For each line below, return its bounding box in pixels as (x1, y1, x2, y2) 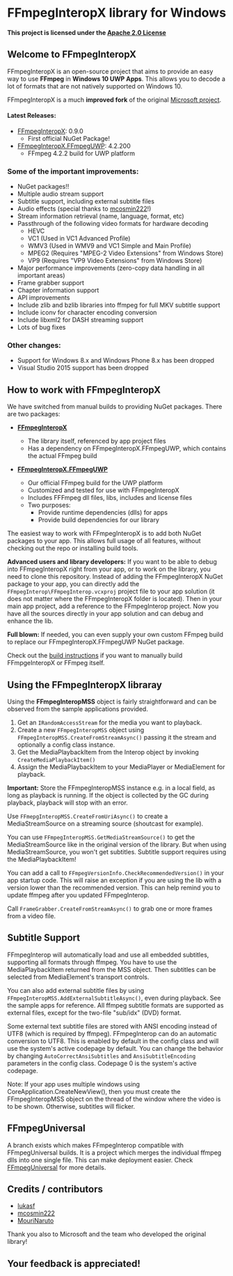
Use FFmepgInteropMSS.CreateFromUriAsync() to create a (7, 812, 168, 821)
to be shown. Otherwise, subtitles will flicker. (7, 1102, 136, 1110)
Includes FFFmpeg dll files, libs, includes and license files (27, 494, 193, 502)
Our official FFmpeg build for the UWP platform (27, 479, 163, 487)
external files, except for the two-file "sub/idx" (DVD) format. (7, 1008, 182, 1017)
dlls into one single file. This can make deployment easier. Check (7, 1155, 193, 1164)
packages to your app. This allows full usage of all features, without (7, 537, 201, 545)
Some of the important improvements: (7, 166, 139, 176)
